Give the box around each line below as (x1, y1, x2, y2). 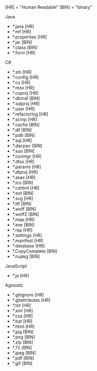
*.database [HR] (12, 243, 45, 248)
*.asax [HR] (12, 175, 36, 180)
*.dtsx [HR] (12, 159, 35, 164)
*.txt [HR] (12, 303, 31, 308)
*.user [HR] (12, 106, 35, 112)
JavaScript (5, 263, 27, 269)
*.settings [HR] (12, 233, 42, 238)
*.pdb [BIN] (12, 132, 36, 138)
